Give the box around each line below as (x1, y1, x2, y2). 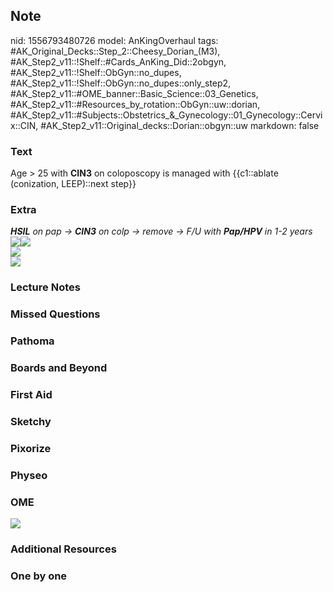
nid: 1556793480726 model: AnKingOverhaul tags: (10, 34, 219, 46)
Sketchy (10, 414, 52, 428)
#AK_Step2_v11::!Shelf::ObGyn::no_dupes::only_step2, (10, 77, 232, 89)
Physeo (10, 468, 48, 482)
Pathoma (10, 334, 55, 348)
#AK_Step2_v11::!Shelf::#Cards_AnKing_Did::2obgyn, (10, 55, 227, 68)
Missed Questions (10, 307, 101, 321)
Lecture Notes (10, 280, 81, 294)
